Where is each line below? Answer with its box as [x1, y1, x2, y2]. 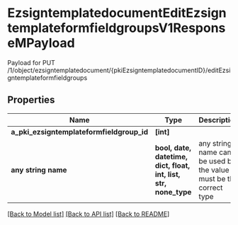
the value [198, 165, 229, 175]
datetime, [154, 151, 188, 161]
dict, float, [154, 161, 190, 171]
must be [198, 173, 226, 183]
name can [198, 147, 232, 157]
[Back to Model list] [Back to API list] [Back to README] [7, 209, 170, 218]
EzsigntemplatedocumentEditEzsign [7, 5, 227, 21]
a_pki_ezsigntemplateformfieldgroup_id [11, 127, 149, 137]
